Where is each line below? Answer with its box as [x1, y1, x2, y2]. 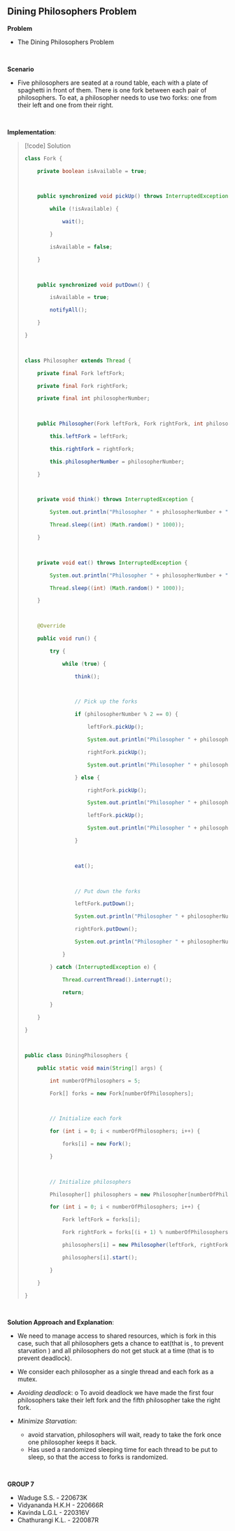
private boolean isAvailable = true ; [37, 167, 148, 174]
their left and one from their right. [17, 101, 114, 109]
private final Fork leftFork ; [37, 370, 125, 377]
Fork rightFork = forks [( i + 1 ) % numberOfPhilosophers [62, 1229, 229, 1236]
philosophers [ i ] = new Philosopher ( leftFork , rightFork [62, 1242, 229, 1249]
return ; [62, 988, 85, 996]
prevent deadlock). [17, 1354, 72, 1362]
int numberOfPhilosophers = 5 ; [50, 1077, 141, 1084]
